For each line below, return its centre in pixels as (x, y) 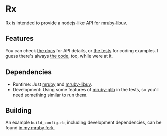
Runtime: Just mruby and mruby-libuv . (52, 84)
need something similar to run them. (50, 95)
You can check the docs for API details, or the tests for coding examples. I (82, 50)
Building (18, 111)
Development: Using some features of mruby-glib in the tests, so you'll (86, 89)
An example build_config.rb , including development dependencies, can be (83, 123)
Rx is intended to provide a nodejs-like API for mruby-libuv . (66, 23)
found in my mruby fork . (30, 128)
